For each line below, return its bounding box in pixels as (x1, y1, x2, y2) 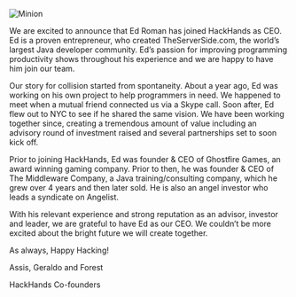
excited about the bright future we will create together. (9, 228, 208, 238)
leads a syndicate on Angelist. (9, 191, 120, 202)
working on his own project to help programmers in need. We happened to (9, 90, 281, 100)
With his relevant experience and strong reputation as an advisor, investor (9, 209, 279, 219)
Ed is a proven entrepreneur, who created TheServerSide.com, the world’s (9, 35, 280, 45)
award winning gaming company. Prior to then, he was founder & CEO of (9, 164, 275, 174)
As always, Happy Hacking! (9, 245, 109, 255)
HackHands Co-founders (9, 279, 101, 290)
